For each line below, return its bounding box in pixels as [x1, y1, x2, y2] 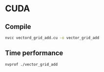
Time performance [5, 49, 63, 57]
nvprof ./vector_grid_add [5, 62, 58, 67]
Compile [5, 23, 31, 31]
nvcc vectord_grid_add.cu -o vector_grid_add [5, 35, 99, 40]
